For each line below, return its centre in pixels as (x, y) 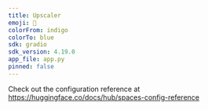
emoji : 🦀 (22, 23)
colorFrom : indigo (38, 30)
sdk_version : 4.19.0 (42, 52)
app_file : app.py (36, 60)
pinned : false (31, 67)
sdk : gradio (27, 45)
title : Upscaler (35, 15)
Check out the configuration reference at (74, 89)
